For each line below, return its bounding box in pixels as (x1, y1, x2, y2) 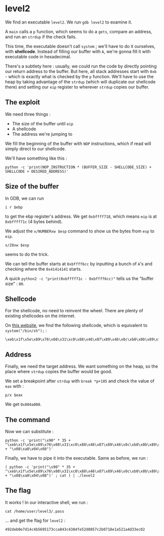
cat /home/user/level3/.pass (5, 509, 64, 514)
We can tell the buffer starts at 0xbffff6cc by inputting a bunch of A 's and (5, 260, 153, 267)
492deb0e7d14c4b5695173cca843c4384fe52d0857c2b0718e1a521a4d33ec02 (5, 527, 145, 532)
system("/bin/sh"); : (5, 327, 47, 333)
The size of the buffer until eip (12, 120, 74, 126)
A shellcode (12, 126, 37, 132)
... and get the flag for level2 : (5, 517, 66, 523)
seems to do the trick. (5, 251, 49, 257)
